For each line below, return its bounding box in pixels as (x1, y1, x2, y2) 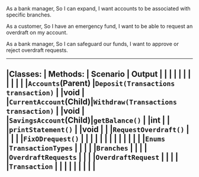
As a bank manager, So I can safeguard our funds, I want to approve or (6, 41, 179, 47)
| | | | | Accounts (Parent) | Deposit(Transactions (6, 78, 175, 88)
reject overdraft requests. (6, 47, 68, 54)
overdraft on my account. (6, 29, 68, 36)
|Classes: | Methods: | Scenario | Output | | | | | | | (6, 69, 191, 79)
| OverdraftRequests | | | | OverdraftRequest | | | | (6, 152, 179, 162)
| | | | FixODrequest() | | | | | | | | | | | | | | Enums (6, 134, 166, 144)
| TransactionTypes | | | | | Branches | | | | (6, 143, 147, 153)
